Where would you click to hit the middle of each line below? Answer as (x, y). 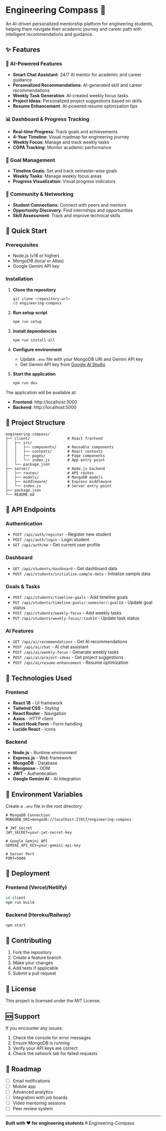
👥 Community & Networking (39, 194)
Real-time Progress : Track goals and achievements (65, 131)
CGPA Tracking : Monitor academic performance (62, 147)
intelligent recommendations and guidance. (50, 34)
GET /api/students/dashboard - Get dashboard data (65, 568)
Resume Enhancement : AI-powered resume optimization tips (75, 106)
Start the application (34, 374)
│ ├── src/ (19, 443)
